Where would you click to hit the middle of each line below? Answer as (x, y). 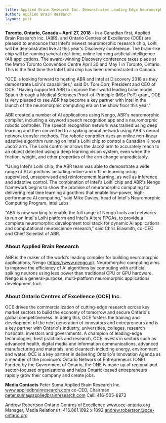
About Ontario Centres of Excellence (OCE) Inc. (63, 296)
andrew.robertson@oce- (129, 410)
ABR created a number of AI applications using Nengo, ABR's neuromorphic (82, 115)
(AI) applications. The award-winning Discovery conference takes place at (81, 59)
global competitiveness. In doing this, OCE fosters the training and (72, 317)
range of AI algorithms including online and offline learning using (71, 172)
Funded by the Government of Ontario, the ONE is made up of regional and (81, 365)
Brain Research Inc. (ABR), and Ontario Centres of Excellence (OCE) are (78, 38)
